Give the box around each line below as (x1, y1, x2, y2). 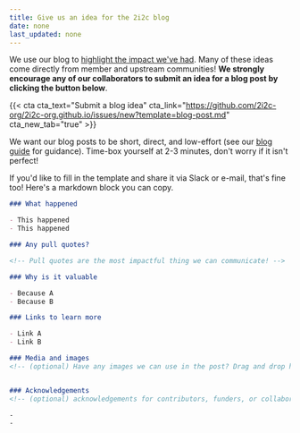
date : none (9, 21, 50, 30)
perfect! (9, 156, 38, 166)
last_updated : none (9, 30, 82, 38)
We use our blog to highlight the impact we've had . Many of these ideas (9, 55, 274, 65)
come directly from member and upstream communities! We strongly (9, 64, 265, 74)
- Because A (9, 288, 54, 298)
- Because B (9, 297, 54, 306)
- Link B (9, 337, 42, 347)
